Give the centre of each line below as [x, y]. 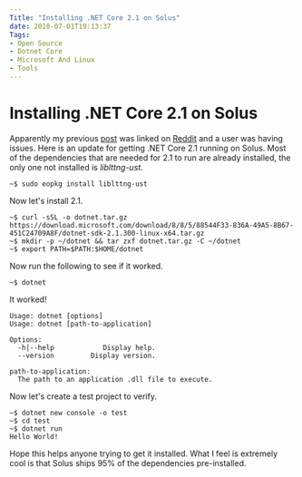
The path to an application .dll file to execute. [115, 379]
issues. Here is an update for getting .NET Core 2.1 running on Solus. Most [148, 148]
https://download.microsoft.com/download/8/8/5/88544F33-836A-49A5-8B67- [152, 225]
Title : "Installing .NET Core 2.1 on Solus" [95, 18]
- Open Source [36, 43]
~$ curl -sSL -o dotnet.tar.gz [68, 217]
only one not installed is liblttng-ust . [76, 167]
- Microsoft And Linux [52, 60]
